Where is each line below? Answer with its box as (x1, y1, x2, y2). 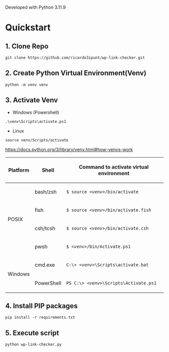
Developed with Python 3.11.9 (5, 5, 66, 10)
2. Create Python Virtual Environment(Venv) (5, 69, 147, 78)
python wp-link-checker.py (5, 342, 62, 347)
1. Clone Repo (5, 42, 49, 50)
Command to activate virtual (78, 163, 149, 170)
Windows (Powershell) (12, 109, 59, 115)
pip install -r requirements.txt (5, 315, 75, 320)
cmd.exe (34, 261, 55, 268)
